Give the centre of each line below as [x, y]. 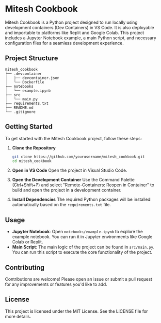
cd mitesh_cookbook [32, 161]
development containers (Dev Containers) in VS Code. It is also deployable [80, 27]
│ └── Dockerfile [25, 82]
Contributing [25, 267]
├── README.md [19, 108]
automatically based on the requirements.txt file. [61, 205]
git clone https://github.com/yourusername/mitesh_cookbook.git [78, 157]
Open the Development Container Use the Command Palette [73, 180]
